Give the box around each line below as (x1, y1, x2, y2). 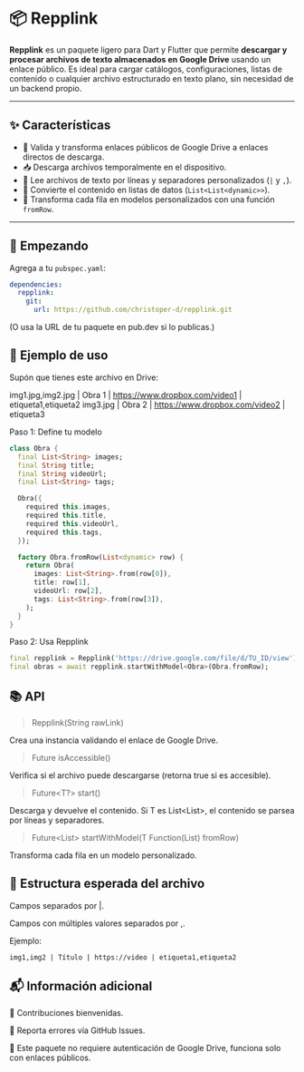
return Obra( (25, 560, 75, 570)
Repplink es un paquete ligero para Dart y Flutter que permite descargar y (9, 44, 288, 55)
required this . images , (25, 502, 111, 512)
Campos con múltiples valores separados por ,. (9, 918, 185, 929)
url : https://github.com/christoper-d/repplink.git (33, 306, 233, 315)
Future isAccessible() (31, 752, 111, 763)
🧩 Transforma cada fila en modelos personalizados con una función (22, 193, 276, 205)
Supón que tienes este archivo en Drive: (9, 372, 158, 383)
